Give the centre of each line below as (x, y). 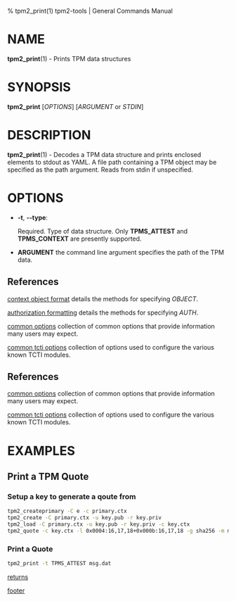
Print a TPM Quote (48, 476)
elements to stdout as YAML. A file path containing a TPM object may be (112, 162)
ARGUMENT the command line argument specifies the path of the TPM (121, 252)
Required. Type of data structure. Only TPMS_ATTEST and (103, 231)
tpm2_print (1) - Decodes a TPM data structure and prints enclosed (104, 154)
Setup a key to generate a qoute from (72, 496)
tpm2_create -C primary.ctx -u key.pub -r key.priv (84, 518)
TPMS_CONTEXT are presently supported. (79, 239)
